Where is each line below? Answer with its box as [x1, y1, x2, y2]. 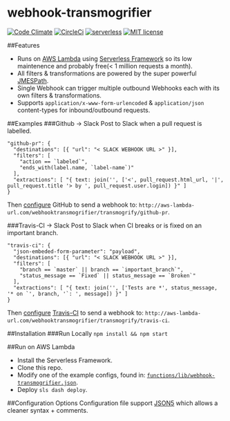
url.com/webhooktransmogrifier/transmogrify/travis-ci [7, 317, 169, 324]
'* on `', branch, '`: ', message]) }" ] [7, 290, 128, 297]
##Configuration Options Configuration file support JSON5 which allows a [7, 399, 218, 407]
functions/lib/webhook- [146, 372, 215, 379]
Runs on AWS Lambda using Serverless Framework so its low [17, 54, 192, 63]
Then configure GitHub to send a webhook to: [7, 200, 137, 209]
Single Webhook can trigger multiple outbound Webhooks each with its [17, 84, 220, 92]
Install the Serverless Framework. [17, 356, 113, 364]
